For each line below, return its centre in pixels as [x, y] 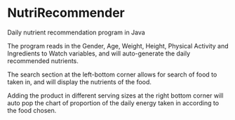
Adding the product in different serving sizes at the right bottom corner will [115, 95]
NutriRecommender [66, 13]
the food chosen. [32, 110]
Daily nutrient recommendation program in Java [76, 32]
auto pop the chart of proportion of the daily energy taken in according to [113, 102]
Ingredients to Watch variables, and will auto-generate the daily [99, 53]
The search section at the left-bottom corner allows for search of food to [112, 74]
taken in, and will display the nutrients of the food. [80, 81]
